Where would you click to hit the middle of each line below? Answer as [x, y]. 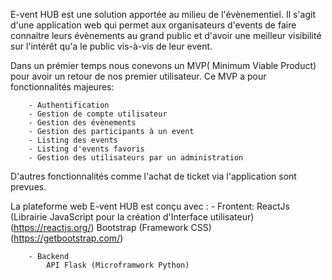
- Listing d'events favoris [86, 149]
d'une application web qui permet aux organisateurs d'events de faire [153, 25]
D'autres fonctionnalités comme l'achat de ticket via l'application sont [153, 176]
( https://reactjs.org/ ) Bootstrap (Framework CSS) [111, 227]
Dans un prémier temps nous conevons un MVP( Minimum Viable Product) [163, 65]
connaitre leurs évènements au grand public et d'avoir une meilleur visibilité [166, 35]
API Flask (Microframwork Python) [118, 265]
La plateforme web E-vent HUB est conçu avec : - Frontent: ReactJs [150, 206]
